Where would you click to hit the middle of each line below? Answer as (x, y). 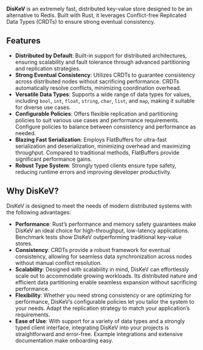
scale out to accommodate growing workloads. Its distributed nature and (106, 276)
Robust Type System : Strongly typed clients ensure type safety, (96, 165)
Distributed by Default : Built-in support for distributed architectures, (101, 55)
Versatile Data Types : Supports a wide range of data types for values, (103, 94)
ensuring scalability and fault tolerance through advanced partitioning (102, 62)
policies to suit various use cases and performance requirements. (97, 120)
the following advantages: (39, 212)
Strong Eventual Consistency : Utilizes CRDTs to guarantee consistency (105, 75)
